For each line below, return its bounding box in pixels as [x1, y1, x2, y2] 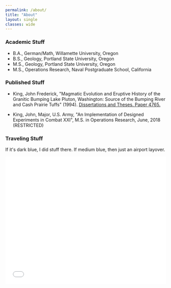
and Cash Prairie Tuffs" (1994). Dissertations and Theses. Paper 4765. [12, 101, 161, 108]
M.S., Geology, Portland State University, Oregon [12, 61, 116, 67]
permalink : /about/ [5, 7, 47, 13]
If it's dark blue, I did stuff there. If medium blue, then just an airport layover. [5, 146, 165, 153]
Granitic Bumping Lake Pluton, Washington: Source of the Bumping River [12, 96, 166, 102]
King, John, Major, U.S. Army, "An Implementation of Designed [12, 111, 144, 117]
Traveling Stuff [5, 135, 43, 142]
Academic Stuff [5, 39, 45, 46]
